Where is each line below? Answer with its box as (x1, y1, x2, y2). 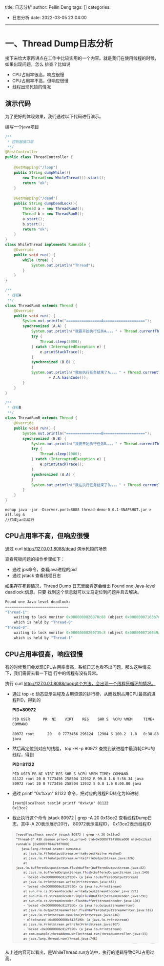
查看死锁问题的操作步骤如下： (5, 556, 65, 562)
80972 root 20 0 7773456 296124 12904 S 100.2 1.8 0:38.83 (12, 731, 159, 736)
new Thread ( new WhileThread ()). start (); (22, 175, 106, 180)
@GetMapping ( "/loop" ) (14, 165, 58, 170)
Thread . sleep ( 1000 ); (40, 452, 82, 456)
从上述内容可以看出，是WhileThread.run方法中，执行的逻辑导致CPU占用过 (5, 949, 155, 955)
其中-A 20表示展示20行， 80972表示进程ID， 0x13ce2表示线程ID (20, 821, 151, 826)
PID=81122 (12, 761, 35, 767)
